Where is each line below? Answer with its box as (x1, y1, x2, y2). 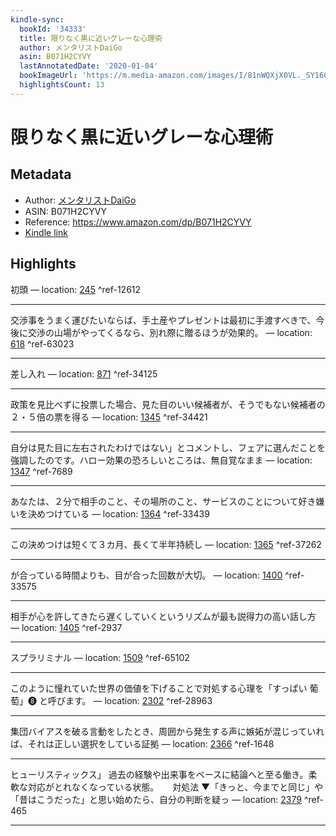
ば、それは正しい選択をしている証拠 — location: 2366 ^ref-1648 (10, 737, 275, 750)
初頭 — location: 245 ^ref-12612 (10, 283, 142, 295)
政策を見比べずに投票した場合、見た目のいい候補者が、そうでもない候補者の (10, 398, 326, 410)
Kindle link (24, 226, 68, 238)
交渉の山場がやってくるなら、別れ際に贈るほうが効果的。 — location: (27, 326, 313, 338)
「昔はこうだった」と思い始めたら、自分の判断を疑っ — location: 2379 (10, 793, 302, 805)
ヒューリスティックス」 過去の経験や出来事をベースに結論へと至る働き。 (10, 768, 309, 780)
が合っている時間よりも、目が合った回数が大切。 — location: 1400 (10, 569, 283, 581)
